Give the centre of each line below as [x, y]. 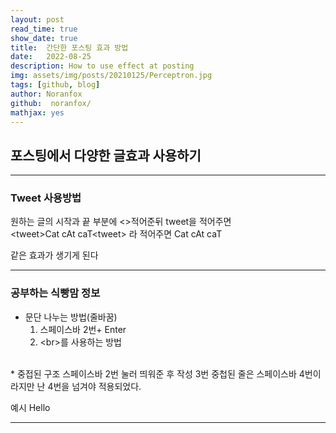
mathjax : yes [37, 112]
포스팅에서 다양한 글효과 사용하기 [106, 155]
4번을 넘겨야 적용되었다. [94, 386]
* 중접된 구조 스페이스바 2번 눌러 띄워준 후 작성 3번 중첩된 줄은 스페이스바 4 [157, 373]
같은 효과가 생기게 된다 [54, 255]
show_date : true [44, 38]
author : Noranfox [46, 94]
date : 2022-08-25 [51, 57]
